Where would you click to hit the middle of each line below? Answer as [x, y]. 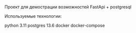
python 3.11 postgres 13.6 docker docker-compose [55, 25]
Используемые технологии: [33, 16]
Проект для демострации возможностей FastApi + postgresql [68, 7]
